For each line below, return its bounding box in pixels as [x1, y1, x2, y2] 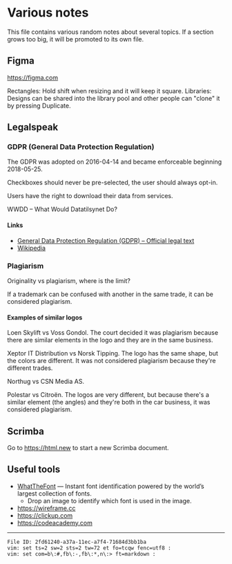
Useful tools [7, 464, 61, 476]
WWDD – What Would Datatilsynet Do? [7, 205, 117, 213]
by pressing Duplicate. [7, 101, 71, 110]
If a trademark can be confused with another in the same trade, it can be [7, 290, 214, 298]
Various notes [7, 5, 89, 21]
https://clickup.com [17, 511, 73, 519]
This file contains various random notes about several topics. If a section [7, 28, 214, 36]
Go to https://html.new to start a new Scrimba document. [7, 443, 169, 451]
